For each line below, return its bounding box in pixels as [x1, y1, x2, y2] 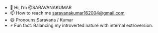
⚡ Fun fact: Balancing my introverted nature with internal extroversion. [9, 22, 153, 28]
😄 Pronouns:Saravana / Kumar [9, 17, 74, 23]
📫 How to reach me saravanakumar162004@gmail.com [9, 10, 125, 16]
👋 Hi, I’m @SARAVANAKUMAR [9, 5, 72, 10]
